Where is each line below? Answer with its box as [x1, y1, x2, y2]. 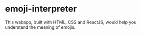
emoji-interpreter [5, 3, 77, 14]
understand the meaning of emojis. [5, 24, 76, 30]
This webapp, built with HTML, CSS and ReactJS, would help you [5, 19, 137, 25]
